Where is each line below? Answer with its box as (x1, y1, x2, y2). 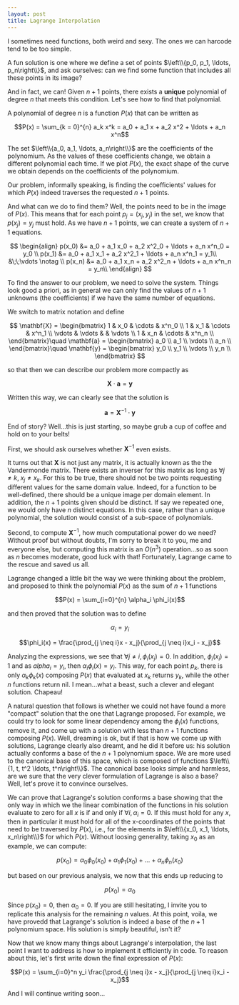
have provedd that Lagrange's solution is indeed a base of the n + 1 (7, 917, 205, 926)
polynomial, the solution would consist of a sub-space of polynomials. (7, 514, 213, 522)
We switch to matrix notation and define (7, 308, 125, 316)
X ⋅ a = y (106, 379, 133, 388)
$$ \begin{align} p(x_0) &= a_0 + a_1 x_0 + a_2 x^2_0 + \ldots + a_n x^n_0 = (9, 242, 230, 251)
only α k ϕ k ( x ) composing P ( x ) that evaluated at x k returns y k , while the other (7, 671, 230, 681)
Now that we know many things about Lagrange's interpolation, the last (7, 939, 217, 947)
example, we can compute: (7, 842, 87, 851)
